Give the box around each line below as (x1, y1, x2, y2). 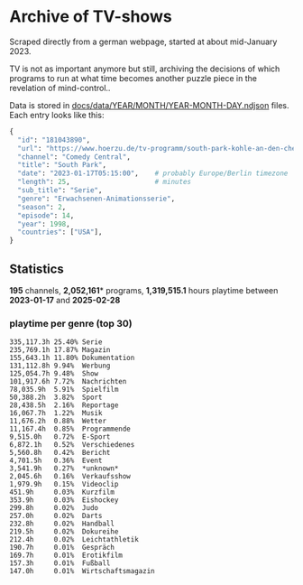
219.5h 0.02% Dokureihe (9, 527, 119, 536)
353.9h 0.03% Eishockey (9, 496, 119, 505)
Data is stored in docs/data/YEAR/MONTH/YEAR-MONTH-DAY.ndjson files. (9, 99, 289, 110)
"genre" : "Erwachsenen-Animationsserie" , (17, 194, 176, 203)
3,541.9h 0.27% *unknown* (9, 464, 119, 473)
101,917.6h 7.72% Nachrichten (9, 377, 127, 386)
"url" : (17, 144, 42, 153)
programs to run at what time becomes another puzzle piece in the (9, 72, 257, 83)
